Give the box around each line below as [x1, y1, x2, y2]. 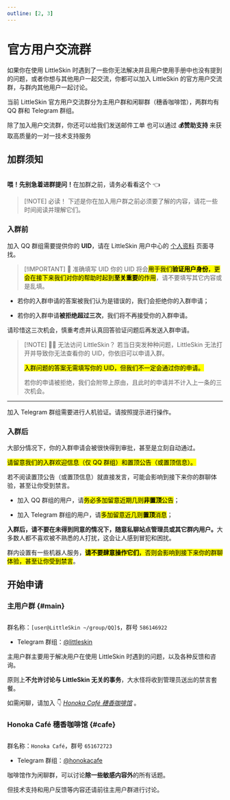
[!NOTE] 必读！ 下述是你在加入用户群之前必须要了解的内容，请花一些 [23, 197, 218, 205]
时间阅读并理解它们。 [23, 205, 84, 214]
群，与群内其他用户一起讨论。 [7, 83, 91, 91]
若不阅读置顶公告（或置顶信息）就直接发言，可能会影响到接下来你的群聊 [7, 472, 211, 481]
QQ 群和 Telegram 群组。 [7, 106, 78, 114]
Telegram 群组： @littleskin [16, 638, 93, 646]
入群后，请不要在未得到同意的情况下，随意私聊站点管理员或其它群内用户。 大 [7, 525, 223, 533]
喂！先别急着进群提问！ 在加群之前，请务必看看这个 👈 [7, 180, 161, 189]
